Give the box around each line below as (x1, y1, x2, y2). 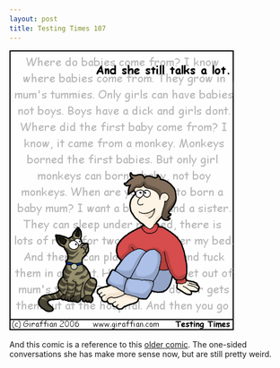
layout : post (9, 14, 58, 23)
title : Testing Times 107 (9, 23, 106, 33)
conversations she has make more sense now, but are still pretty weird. (9, 348, 272, 359)
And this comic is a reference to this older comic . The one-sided (9, 338, 248, 349)
